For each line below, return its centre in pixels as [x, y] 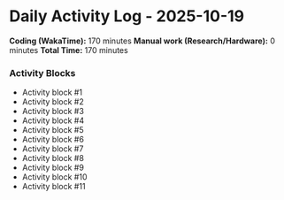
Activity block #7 [53, 149]
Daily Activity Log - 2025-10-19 [127, 16]
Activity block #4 [53, 120]
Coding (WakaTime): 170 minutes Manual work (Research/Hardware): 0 [142, 41]
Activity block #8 [53, 158]
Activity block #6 [53, 140]
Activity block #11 [54, 187]
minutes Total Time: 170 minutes [69, 50]
